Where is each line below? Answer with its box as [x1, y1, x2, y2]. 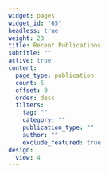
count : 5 [15, 79, 45, 87]
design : [8, 146, 34, 154]
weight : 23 [8, 34, 45, 42]
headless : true [8, 26, 59, 34]
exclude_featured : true [22, 138, 102, 147]
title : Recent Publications [8, 42, 102, 50]
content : [8, 64, 37, 72]
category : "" [22, 116, 66, 124]
